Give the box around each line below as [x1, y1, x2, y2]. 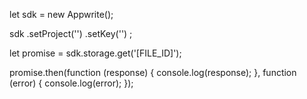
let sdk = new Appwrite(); [9, 9, 114, 20]
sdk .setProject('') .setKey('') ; [9, 28, 133, 39]
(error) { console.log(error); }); [9, 77, 134, 89]
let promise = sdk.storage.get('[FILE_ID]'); [9, 47, 182, 59]
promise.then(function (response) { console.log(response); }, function [9, 67, 297, 78]
